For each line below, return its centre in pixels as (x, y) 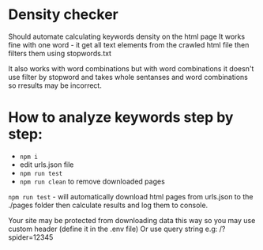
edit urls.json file (47, 165)
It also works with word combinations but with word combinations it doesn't (131, 68)
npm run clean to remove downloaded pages (92, 181)
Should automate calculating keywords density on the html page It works (127, 36)
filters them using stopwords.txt (60, 53)
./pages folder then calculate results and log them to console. (108, 205)
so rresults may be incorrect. (55, 85)
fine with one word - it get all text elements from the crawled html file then (129, 44)
